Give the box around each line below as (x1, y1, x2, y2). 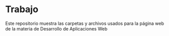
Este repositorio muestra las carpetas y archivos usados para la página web (5, 20, 164, 26)
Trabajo (5, 4, 39, 15)
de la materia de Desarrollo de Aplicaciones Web (5, 25, 108, 31)
